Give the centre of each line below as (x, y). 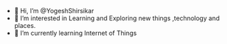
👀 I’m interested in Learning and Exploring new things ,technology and (117, 18)
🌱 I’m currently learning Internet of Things (75, 33)
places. (25, 25)
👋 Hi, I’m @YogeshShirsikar (54, 11)
